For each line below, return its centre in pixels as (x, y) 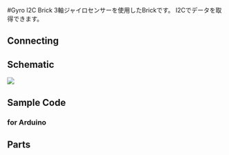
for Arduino (27, 122)
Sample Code (37, 102)
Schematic (31, 64)
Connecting (33, 41)
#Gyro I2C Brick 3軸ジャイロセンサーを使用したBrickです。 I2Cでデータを (111, 10)
